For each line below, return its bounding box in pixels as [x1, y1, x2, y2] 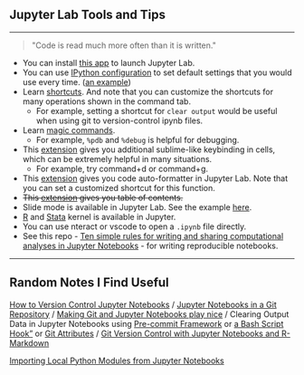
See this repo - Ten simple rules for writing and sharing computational [22, 230, 284, 241]
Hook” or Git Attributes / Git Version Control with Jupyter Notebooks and [9, 328, 280, 339]
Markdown [9, 337, 50, 348]
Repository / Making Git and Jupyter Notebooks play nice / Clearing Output [9, 308, 290, 320]
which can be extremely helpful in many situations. [22, 153, 213, 164]
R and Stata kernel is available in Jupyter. [22, 211, 176, 222]
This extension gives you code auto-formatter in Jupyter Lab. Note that [22, 172, 288, 184]
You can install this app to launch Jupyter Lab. [22, 57, 195, 68]
